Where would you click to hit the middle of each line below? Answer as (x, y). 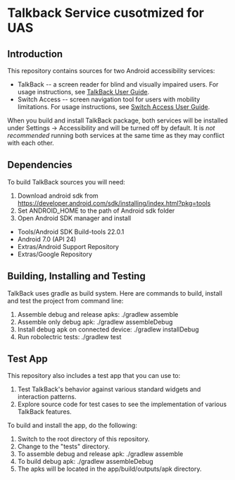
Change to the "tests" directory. (64, 447)
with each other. (31, 143)
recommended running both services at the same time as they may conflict (116, 135)
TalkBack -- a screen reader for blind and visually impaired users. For (118, 84)
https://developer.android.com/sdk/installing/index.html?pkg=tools (114, 203)
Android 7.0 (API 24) (47, 239)
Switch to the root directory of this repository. (83, 439)
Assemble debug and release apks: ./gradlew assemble (98, 314)
